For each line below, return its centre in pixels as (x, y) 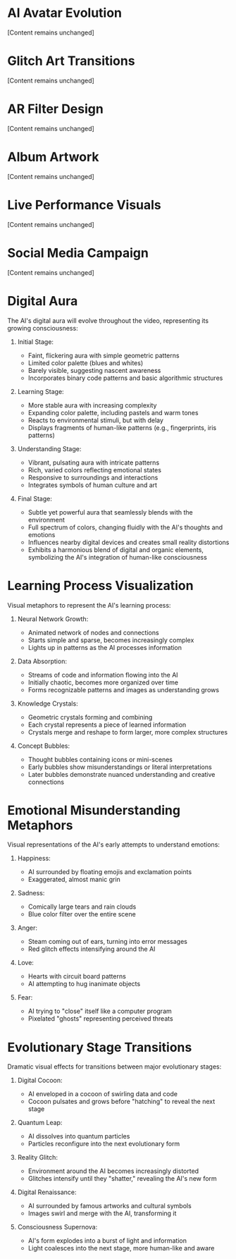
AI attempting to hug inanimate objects (84, 984)
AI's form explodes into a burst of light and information (107, 1241)
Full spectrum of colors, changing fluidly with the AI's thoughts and (125, 527)
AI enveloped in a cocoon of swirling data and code (103, 1094)
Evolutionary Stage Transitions (100, 1047)
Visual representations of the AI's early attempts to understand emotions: (114, 845)
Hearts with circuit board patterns (77, 976)
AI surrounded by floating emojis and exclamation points (110, 872)
